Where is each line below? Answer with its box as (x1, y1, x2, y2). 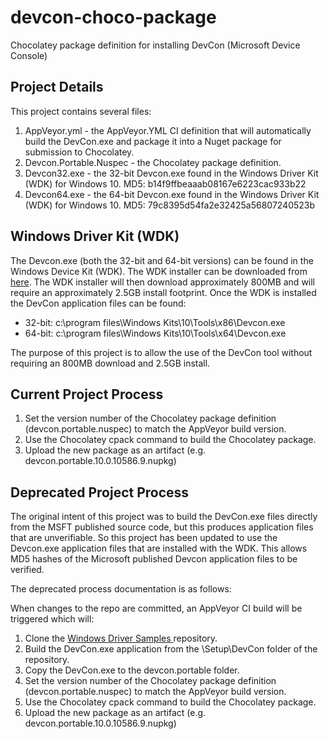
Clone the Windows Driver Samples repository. (24, 632, 218, 645)
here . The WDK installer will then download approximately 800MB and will (10, 276, 316, 288)
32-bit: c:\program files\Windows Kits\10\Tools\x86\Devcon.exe (24, 316, 286, 328)
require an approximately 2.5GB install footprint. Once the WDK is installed (10, 286, 317, 298)
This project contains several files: (10, 105, 152, 117)
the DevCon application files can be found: (10, 297, 187, 309)
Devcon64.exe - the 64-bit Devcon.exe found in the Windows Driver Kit (24, 188, 320, 200)
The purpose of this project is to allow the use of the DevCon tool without (10, 346, 313, 358)
